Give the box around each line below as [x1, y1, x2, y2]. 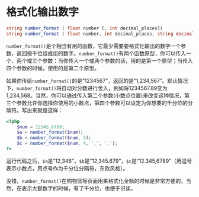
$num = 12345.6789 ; [17, 124, 65, 130]
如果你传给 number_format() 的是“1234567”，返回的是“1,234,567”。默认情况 [6, 77, 188, 84]
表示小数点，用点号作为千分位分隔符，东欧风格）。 [6, 164, 129, 172]
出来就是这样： [26, 106, 63, 114]
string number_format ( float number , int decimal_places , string [6, 31, 174, 37]
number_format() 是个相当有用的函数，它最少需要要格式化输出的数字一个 [6, 42, 181, 49]
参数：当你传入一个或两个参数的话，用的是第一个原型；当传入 [42, 57, 193, 64]
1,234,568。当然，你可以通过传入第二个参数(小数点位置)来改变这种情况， [6, 92, 185, 99]
